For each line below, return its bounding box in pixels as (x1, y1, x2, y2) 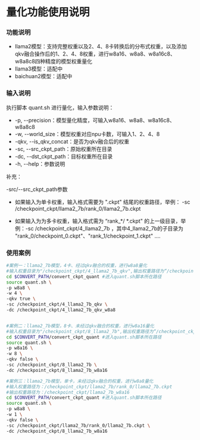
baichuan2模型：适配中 (14, 73, 73, 80)
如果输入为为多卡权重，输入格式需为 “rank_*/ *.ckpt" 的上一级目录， (14, 217, 181, 224)
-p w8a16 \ (6, 345, 33, 351)
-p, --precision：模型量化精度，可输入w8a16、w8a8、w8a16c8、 (14, 116, 176, 124)
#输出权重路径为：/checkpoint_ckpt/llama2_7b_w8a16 (6, 389, 130, 395)
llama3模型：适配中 (14, 65, 63, 72)
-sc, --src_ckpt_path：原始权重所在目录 (14, 145, 112, 152)
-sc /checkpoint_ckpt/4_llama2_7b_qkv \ (6, 301, 108, 307)
